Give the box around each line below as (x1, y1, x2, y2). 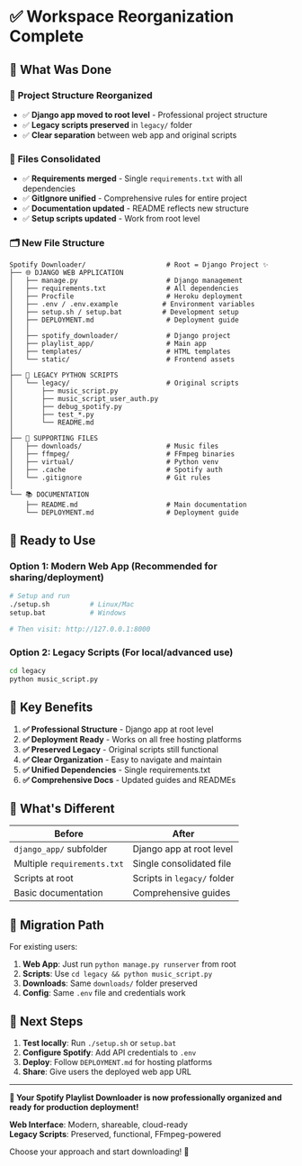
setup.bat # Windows (9, 608, 127, 617)
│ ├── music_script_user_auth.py (9, 395, 159, 404)
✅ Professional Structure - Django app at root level (22, 724, 214, 734)
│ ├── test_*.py (9, 410, 94, 420)
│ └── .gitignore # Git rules (9, 473, 211, 483)
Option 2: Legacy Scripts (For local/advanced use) (9, 646, 234, 659)
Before (53, 827, 84, 840)
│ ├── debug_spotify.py (9, 403, 123, 412)
